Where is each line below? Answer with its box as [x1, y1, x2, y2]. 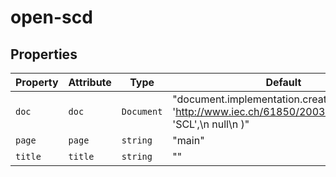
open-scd [10, 6, 93, 29]
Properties [10, 46, 78, 63]
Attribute [68, 76, 112, 89]
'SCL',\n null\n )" [172, 117, 250, 131]
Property [15, 76, 59, 89]
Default [265, 76, 302, 89]
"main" [172, 134, 205, 147]
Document [121, 106, 163, 117]
